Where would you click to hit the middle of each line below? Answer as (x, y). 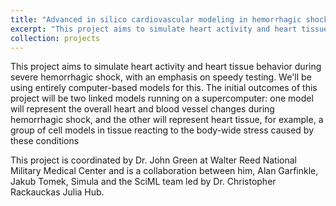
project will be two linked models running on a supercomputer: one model (162, 98)
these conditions (45, 141)
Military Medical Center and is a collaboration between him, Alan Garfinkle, (164, 171)
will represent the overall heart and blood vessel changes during (142, 109)
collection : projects (55, 38)
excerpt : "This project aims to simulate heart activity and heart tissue (169, 29)
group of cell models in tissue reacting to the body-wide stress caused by (162, 130)
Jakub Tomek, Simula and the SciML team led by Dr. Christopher (143, 182)
